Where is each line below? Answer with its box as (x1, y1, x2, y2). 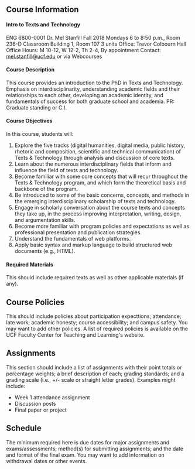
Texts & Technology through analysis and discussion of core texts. (14, 155, 175, 161)
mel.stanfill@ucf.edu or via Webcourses (6, 53, 102, 60)
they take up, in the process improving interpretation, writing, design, (14, 210, 182, 217)
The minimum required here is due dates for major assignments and (6, 439, 170, 446)
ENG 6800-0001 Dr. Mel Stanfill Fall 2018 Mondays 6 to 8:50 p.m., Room (6, 34, 180, 41)
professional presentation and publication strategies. (14, 229, 142, 236)
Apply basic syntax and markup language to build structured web (14, 241, 173, 248)
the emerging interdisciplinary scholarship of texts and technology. (14, 198, 176, 204)
